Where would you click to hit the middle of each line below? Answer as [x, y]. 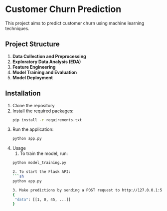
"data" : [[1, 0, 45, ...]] [43, 199]
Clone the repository [33, 105]
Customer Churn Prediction [63, 9]
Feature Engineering [34, 67]
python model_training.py [39, 163]
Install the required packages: [43, 111]
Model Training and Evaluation [45, 72]
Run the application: [33, 129]
